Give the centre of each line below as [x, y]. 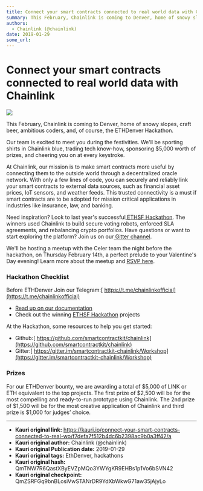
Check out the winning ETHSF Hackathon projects [77, 315]
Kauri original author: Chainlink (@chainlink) [71, 443]
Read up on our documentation [53, 308]
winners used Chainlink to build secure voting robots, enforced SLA [90, 223]
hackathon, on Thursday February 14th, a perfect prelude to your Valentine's [101, 255]
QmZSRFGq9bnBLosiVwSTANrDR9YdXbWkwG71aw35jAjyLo [90, 481]
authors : [17, 23]
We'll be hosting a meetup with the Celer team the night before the [89, 248]
